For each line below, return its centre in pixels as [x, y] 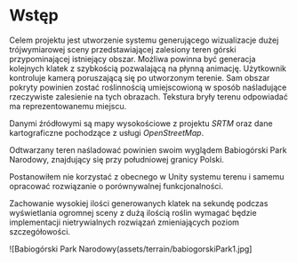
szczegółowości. [40, 231]
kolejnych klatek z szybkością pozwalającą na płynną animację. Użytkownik [148, 68]
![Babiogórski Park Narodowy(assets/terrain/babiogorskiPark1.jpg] [131, 249]
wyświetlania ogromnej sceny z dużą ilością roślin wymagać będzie [133, 212]
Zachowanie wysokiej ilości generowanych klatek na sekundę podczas [139, 203]
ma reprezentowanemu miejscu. [68, 106]
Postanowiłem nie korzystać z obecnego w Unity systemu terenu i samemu [147, 176]
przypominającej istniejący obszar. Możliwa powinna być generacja [132, 59]
